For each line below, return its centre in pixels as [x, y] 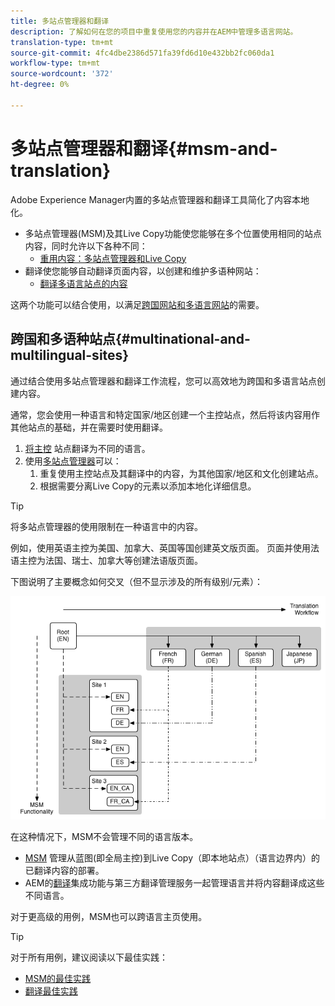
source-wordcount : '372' [62, 74]
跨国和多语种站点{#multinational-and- [130, 339]
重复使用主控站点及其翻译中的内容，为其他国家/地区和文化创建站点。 [181, 473]
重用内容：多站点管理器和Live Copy [113, 258]
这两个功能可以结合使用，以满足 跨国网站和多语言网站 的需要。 [137, 304]
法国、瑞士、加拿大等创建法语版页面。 [123, 560]
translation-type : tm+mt [62, 42]
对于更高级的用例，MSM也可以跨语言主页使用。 [109, 917]
